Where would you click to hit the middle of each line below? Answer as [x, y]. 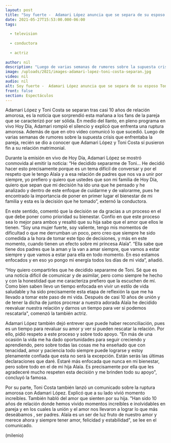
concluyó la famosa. [26, 378]
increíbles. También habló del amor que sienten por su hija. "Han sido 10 [81, 399]
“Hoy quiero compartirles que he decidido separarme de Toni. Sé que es [81, 270]
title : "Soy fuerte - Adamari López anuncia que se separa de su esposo [85, 15]
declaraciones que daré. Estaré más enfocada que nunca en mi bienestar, [82, 361]
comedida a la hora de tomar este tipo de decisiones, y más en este [76, 239]
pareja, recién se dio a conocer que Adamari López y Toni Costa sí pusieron [85, 143]
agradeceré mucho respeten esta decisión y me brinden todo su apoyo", [81, 372]
